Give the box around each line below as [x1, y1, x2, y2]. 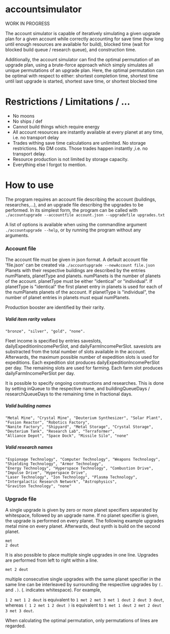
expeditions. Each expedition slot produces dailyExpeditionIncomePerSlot [5, 359, 160, 365]
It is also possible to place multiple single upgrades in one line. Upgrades [5, 552, 159, 558]
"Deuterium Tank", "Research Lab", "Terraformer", [5, 429, 115, 434]
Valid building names [5, 403, 51, 409]
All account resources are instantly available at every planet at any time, [12, 129, 164, 135]
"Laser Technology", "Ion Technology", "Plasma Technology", [5, 475, 138, 480]
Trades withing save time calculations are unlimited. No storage [12, 140, 146, 146]
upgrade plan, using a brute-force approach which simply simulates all [5, 62, 154, 68]
